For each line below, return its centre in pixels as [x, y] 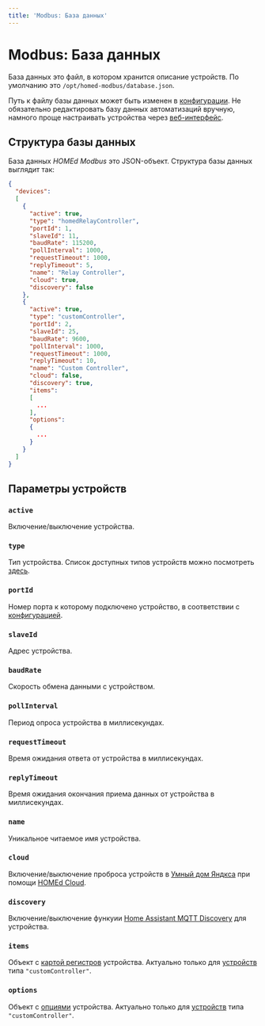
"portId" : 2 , [51, 324]
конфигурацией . [36, 615]
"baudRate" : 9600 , [59, 339]
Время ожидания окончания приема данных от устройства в [112, 794]
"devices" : [33, 192]
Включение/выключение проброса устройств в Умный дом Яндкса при [129, 874]
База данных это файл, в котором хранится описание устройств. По [124, 77]
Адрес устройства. [40, 651]
